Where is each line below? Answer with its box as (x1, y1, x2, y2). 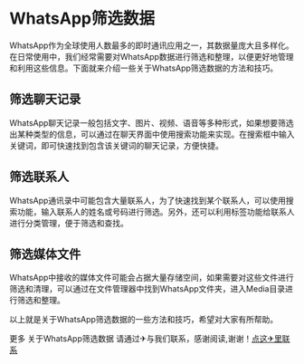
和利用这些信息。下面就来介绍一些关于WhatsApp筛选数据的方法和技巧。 (9, 62, 279, 73)
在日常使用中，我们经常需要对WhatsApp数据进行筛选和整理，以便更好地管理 (9, 51, 294, 62)
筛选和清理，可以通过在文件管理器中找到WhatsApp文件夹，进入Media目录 (9, 283, 286, 294)
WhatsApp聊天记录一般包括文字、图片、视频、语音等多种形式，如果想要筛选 (9, 117, 294, 128)
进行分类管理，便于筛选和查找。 (9, 217, 128, 228)
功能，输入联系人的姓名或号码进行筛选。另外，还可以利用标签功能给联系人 (16, 206, 295, 217)
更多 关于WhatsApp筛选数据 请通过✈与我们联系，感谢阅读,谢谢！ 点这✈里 (9, 333, 282, 344)
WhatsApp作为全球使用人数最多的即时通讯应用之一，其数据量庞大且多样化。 (9, 40, 294, 51)
